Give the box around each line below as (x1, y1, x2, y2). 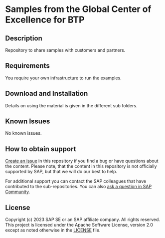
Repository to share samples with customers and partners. (5, 47, 126, 53)
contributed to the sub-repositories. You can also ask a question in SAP (5, 184, 152, 190)
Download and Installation (5, 89, 88, 98)
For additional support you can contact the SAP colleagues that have (5, 178, 146, 184)
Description (5, 34, 42, 42)
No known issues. (5, 130, 42, 136)
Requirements (5, 61, 50, 70)
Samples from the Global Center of (5, 3, 152, 15)
